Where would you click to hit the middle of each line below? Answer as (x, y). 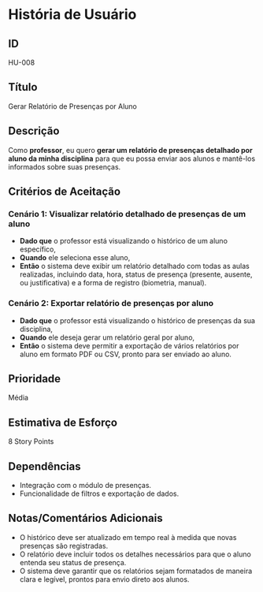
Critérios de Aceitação (64, 192)
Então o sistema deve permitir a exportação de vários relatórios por (129, 345)
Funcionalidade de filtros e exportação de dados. (99, 493)
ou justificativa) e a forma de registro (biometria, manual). (113, 283)
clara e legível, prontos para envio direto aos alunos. (104, 579)
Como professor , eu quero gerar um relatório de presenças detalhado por (131, 150)
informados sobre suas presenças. (65, 166)
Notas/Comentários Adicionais (85, 518)
